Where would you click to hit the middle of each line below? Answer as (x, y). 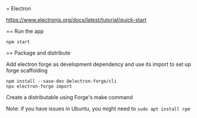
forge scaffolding (27, 70)
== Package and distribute (38, 53)
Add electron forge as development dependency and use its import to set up (98, 64)
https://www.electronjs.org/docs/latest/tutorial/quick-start (76, 20)
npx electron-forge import (39, 86)
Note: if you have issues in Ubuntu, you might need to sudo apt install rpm (98, 109)
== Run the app (25, 31)
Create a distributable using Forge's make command (70, 97)
